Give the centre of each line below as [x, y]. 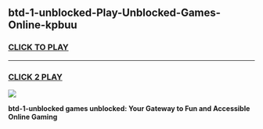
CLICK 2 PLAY [35, 77]
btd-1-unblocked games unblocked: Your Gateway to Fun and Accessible [129, 108]
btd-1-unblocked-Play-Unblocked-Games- [115, 13]
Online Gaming [33, 116]
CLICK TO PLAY [38, 48]
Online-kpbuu [43, 25]
